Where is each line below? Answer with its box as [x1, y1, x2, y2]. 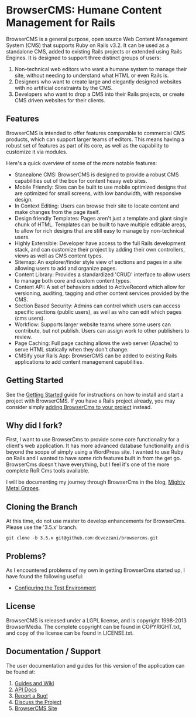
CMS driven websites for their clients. [14, 96, 105, 103]
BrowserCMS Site [14, 705, 57, 712]
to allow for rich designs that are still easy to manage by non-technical [14, 227, 184, 234]
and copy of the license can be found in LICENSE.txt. [6, 629, 134, 636]
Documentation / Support [6, 646, 101, 656]
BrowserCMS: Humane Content [6, 4, 162, 17]
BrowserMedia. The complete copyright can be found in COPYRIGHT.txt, [6, 623, 181, 630]
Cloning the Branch [6, 502, 78, 512]
